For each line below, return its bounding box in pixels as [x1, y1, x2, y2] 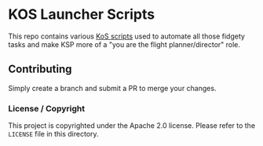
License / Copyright [8, 103, 85, 114]
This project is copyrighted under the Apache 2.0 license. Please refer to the [8, 121, 256, 130]
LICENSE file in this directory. [8, 130, 100, 139]
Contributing [8, 63, 72, 76]
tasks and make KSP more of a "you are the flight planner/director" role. [8, 39, 241, 49]
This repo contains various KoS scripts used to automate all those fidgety [8, 31, 246, 41]
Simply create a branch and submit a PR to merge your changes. [8, 83, 217, 93]
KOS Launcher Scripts [8, 5, 155, 24]
